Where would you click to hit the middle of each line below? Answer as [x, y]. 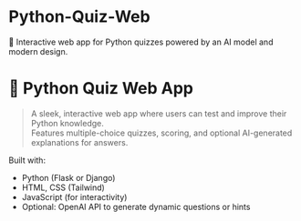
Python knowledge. [67, 123]
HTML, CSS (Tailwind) [63, 187]
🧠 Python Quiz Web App [101, 89]
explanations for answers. [79, 142]
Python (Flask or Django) [68, 177]
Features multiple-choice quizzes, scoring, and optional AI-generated [161, 133]
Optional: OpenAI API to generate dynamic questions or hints [136, 206]
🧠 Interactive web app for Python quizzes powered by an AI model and [141, 42]
